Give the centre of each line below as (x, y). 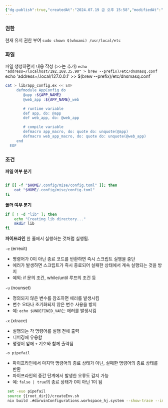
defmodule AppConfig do (41, 90)
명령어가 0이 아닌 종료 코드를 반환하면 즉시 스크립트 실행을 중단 (74, 259)
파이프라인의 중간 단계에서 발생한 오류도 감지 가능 (60, 376)
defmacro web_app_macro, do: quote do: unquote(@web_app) (85, 137)
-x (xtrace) (16, 321)
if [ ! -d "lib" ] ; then (31, 214)
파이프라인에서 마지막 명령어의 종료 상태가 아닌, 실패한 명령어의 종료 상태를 (85, 363)
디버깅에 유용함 (27, 337)
